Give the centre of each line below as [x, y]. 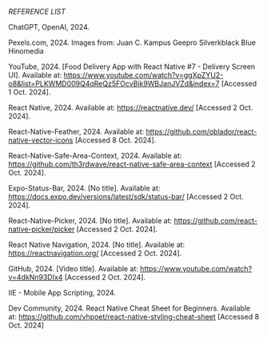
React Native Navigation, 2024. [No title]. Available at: [97, 245]
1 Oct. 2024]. [30, 92]
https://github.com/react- [216, 221]
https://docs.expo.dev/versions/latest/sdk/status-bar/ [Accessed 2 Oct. [126, 197]
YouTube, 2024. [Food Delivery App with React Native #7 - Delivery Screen [132, 66]
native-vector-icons [41, 140]
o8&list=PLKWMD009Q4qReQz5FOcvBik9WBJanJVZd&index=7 [114, 84]
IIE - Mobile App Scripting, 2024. [62, 293]
